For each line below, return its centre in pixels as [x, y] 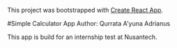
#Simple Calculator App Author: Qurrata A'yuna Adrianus [89, 23]
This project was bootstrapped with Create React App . [85, 10]
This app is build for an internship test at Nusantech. [83, 37]
